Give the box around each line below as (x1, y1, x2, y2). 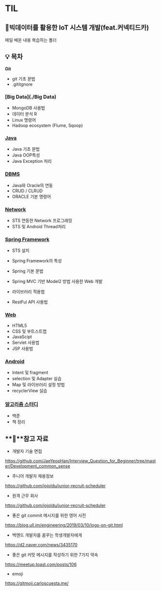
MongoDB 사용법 (12, 105, 45, 111)
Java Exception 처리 (12, 158, 52, 164)
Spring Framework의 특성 (12, 258, 62, 264)
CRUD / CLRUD (12, 187, 43, 194)
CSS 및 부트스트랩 (12, 328, 47, 334)
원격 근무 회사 (12, 493, 38, 498)
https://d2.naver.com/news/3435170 (5, 542, 78, 547)
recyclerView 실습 (12, 388, 47, 393)
